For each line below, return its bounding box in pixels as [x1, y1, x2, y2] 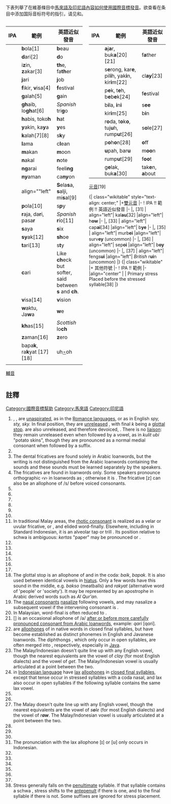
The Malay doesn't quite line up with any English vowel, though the [13, 701, 153, 707]
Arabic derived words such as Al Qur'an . [13, 593, 98, 599]
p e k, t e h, [104, 87, 126, 94]
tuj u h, [104, 124, 118, 131]
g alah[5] [21, 93, 42, 99]
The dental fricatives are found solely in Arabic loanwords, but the [13, 453, 152, 459]
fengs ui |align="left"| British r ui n [89, 253, 157, 259]
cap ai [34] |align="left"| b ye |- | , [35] [89, 224, 166, 230]
